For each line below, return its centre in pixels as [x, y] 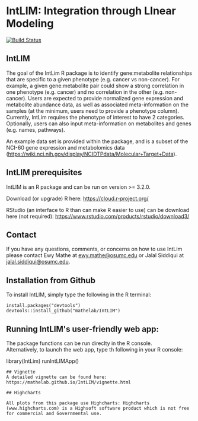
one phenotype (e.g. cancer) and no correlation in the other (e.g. [85, 92]
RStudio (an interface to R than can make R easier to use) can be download [98, 210]
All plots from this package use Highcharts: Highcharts [78, 403]
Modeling [30, 23]
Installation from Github [51, 280]
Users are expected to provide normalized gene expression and [106, 98]
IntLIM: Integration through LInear [91, 11]
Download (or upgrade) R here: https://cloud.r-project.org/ [78, 198]
